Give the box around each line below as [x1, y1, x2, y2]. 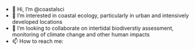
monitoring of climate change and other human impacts [11, 31, 150, 38]
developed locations [11, 18, 63, 25]
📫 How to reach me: [11, 37, 64, 45]
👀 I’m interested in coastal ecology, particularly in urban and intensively [11, 12, 190, 19]
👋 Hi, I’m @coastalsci [11, 6, 64, 12]
